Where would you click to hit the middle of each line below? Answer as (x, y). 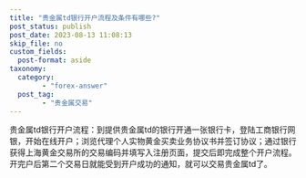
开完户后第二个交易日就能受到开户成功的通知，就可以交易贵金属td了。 (141, 164)
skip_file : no (36, 43)
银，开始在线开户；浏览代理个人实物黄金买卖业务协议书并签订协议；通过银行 (153, 141)
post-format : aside (55, 60)
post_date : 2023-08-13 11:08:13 (71, 35)
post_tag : (36, 94)
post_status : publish (51, 26)
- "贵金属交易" (67, 103)
